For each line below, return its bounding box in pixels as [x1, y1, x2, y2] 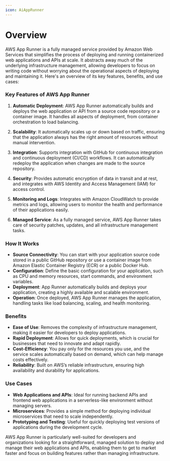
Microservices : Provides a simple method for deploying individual [12, 408, 151, 414]
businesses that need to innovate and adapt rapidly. [12, 341, 121, 347]
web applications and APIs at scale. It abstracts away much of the [5, 57, 143, 63]
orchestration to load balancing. [12, 119, 80, 125]
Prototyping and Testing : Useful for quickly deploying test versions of [12, 418, 160, 424]
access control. [12, 186, 45, 192]
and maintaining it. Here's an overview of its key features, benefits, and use [5, 73, 163, 79]
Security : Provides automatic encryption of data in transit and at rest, [12, 175, 158, 181]
